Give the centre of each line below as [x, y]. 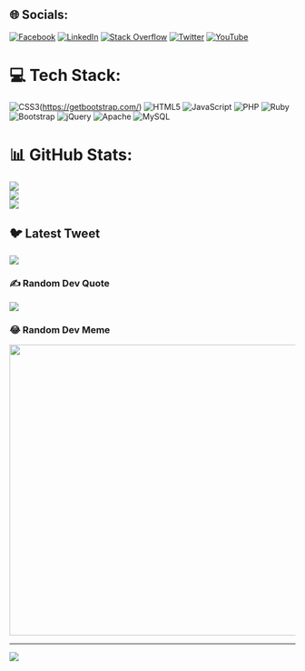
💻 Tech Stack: [65, 75]
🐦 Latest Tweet [55, 234]
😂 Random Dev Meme [60, 329]
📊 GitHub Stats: [71, 155]
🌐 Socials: [39, 15]
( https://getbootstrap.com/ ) [91, 106]
